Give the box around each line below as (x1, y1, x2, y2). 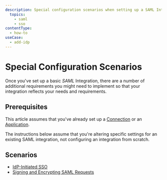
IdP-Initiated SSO (12, 164, 48, 170)
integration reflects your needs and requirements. (5, 88, 107, 94)
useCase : (5, 35, 23, 40)
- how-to (9, 30, 28, 35)
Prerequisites (5, 103, 48, 111)
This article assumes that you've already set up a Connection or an (5, 116, 143, 122)
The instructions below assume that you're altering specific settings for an (5, 131, 158, 137)
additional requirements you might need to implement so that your (5, 83, 140, 89)
